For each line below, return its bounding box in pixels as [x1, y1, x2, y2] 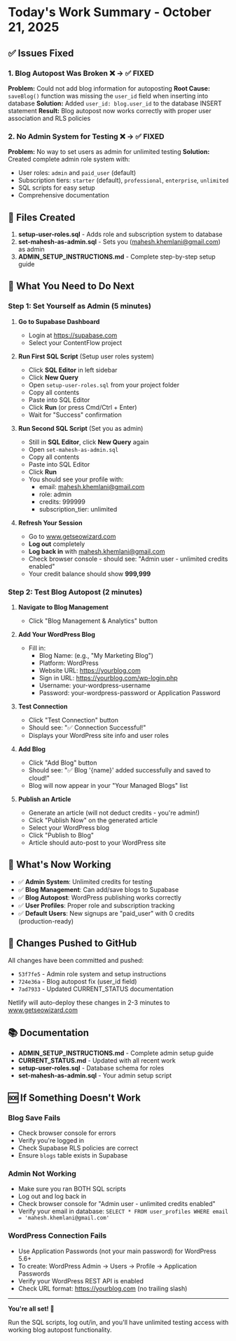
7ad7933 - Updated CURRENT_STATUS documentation [18, 985, 174, 993]
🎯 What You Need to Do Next [8, 280, 135, 292]
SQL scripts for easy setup [18, 183, 95, 192]
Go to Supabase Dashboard [18, 317, 100, 325]
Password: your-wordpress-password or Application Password [39, 688, 221, 697]
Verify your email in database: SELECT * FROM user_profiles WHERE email [18, 1207, 229, 1216]
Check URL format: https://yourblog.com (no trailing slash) [18, 1284, 188, 1293]
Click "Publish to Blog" [28, 831, 94, 839]
